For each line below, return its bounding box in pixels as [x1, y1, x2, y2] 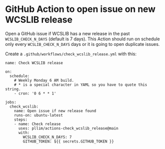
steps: [14, 117, 28, 122]
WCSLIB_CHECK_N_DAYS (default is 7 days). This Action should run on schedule [5, 36, 160, 42]
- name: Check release [14, 121, 61, 127]
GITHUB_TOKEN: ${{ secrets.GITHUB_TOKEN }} [23, 139, 114, 144]
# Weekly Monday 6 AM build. [14, 78, 74, 83]
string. [5, 86, 21, 92]
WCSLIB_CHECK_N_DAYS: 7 [23, 135, 72, 140]
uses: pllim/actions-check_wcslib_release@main [18, 126, 119, 131]
